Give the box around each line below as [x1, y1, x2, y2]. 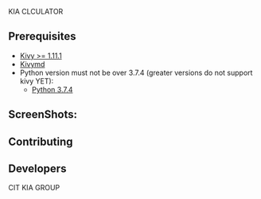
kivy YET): [19, 76, 54, 86]
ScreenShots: [8, 107, 78, 122]
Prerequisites [8, 29, 76, 43]
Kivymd [19, 59, 45, 68]
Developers [8, 162, 67, 175]
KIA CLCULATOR [8, 7, 64, 16]
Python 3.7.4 [31, 84, 73, 94]
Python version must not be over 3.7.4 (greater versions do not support [19, 68, 253, 77]
